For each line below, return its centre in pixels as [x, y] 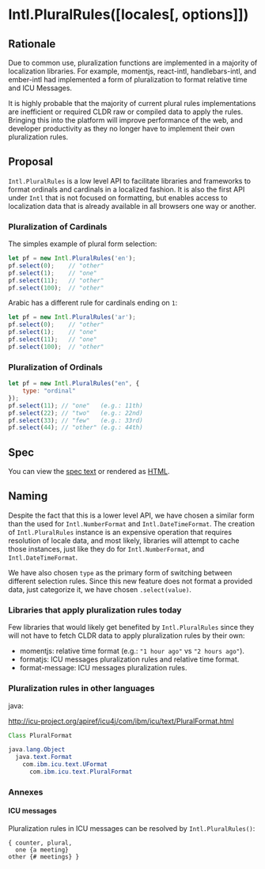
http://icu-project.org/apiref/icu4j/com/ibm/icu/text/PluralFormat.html [121, 721]
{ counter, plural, [40, 843]
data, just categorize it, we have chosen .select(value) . [100, 589]
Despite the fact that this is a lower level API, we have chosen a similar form [131, 515]
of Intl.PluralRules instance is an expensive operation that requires [120, 532]
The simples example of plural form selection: [83, 244]
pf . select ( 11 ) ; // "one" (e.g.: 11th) [76, 405]
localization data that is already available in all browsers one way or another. [132, 206]
